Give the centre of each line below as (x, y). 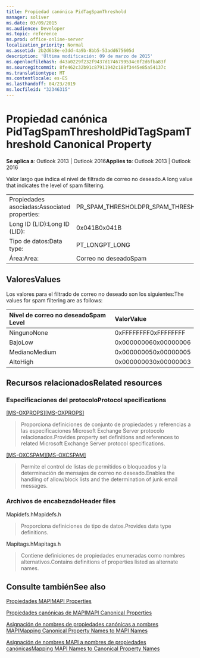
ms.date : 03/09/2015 (32, 23)
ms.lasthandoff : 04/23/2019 (41, 84)
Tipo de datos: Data (36, 241)
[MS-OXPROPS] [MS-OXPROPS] (45, 413)
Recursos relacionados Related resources (84, 383)
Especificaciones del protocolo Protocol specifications (86, 400)
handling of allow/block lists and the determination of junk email (99, 479)
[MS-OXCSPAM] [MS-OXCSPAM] (46, 455)
